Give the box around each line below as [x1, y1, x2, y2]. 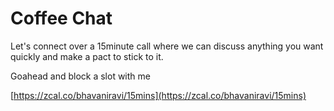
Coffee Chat [10, 7, 113, 30]
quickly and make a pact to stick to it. [10, 50, 164, 62]
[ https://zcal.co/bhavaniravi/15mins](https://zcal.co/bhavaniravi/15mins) [10, 89, 307, 101]
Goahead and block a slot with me [10, 70, 151, 82]
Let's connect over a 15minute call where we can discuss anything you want [10, 40, 324, 52]
